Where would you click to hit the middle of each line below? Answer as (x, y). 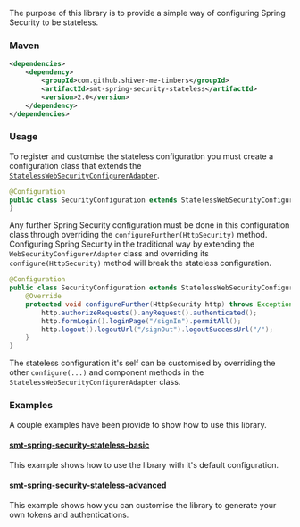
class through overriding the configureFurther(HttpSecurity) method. (138, 235)
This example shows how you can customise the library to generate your (143, 505)
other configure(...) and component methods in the (107, 372)
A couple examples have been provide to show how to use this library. (138, 424)
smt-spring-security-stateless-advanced (88, 485)
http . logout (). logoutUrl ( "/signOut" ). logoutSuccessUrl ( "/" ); (158, 330)
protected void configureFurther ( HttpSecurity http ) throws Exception (159, 304)
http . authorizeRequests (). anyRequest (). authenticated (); (149, 313)
